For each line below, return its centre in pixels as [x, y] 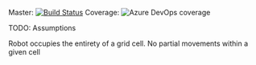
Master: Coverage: [64, 12]
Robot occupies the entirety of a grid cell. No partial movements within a [128, 43]
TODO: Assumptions [42, 28]
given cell [24, 52]
